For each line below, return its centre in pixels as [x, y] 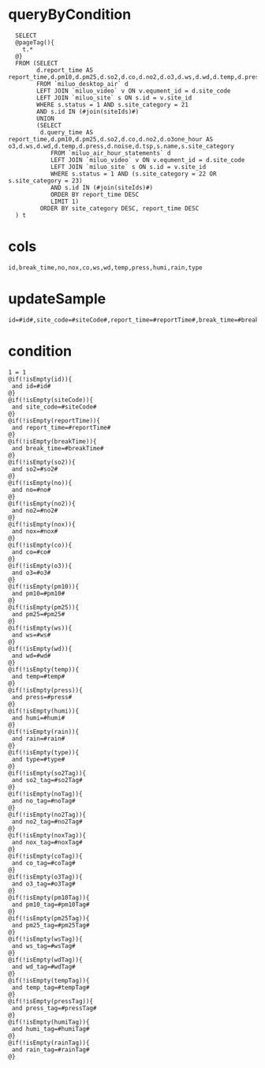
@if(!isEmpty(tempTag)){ [49, 980]
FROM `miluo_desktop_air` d [82, 84]
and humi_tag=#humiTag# [50, 1029]
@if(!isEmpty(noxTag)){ [47, 835]
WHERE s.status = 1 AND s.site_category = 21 [113, 104]
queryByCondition [70, 15]
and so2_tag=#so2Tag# [47, 780]
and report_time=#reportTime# [61, 427]
